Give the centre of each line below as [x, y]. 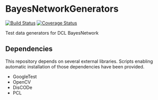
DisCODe [22, 87]
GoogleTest [25, 77]
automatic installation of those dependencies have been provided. [75, 66]
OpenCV [22, 82]
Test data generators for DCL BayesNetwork [52, 33]
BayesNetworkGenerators [62, 9]
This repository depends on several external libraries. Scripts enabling [79, 61]
